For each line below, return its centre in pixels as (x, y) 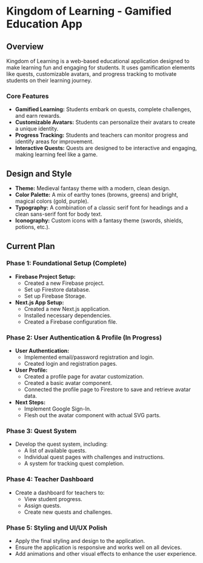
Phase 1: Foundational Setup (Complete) (67, 264)
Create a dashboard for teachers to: (60, 493)
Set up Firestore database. (57, 289)
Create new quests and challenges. (68, 512)
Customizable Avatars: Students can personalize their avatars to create (105, 122)
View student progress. (53, 499)
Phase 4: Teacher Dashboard (50, 479)
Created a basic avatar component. (68, 383)
